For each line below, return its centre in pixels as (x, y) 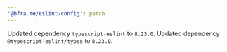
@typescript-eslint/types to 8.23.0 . (60, 41)
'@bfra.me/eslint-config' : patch (56, 14)
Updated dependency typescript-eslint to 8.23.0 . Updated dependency (113, 33)
